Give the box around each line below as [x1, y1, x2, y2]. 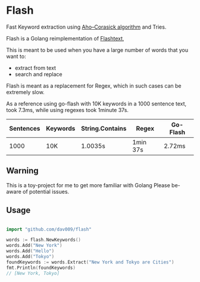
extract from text [14, 64, 57, 72]
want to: [6, 52, 26, 60]
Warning [6, 166, 39, 176]
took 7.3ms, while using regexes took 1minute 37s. [6, 106, 129, 113]
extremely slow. [6, 88, 45, 95]
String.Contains [81, 124, 127, 132]
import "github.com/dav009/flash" [6, 226, 92, 233]
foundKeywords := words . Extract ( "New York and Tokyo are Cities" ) [6, 259, 174, 265]
